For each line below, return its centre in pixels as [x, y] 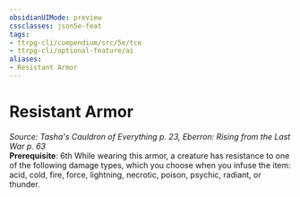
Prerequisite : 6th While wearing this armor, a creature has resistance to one [150, 155]
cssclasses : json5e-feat [56, 26]
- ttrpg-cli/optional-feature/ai [72, 51]
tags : [19, 34]
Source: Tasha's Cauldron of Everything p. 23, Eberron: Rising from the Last [150, 136]
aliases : [26, 59]
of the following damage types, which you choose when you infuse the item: [150, 165]
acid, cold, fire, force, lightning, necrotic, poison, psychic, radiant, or [135, 175]
